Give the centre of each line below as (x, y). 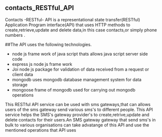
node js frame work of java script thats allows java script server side (80, 54)
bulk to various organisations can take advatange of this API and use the (77, 125)
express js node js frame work (42, 64)
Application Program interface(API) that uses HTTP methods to (68, 25)
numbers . (15, 35)
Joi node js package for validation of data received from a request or (81, 69)
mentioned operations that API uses (41, 130)
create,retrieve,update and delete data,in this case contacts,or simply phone (81, 30)
